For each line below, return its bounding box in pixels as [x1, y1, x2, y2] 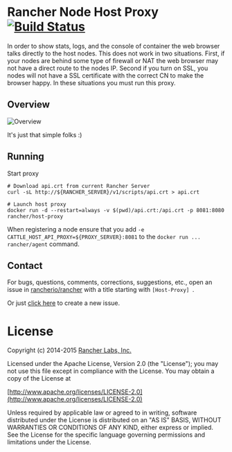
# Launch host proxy [7, 200, 67, 208]
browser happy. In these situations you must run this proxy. [7, 78, 176, 87]
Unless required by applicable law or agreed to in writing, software [7, 408, 197, 417]
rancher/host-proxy [7, 213, 64, 220]
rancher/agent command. [7, 240, 80, 248]
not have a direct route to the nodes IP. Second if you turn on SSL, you [7, 64, 208, 72]
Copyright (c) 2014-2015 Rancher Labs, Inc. [7, 346, 132, 354]
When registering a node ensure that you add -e [7, 225, 145, 233]
